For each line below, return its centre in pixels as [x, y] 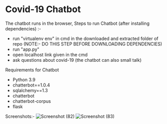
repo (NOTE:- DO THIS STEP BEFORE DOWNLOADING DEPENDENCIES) [87, 44]
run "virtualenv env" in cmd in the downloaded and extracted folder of [86, 38]
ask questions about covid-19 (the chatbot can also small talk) [77, 60]
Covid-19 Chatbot [43, 9]
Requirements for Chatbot [32, 70]
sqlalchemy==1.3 [30, 90]
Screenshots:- [20, 116]
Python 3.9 [24, 79]
